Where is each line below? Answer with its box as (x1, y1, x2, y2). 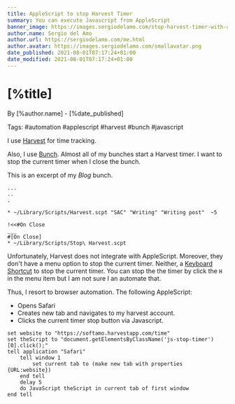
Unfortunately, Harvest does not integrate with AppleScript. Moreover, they (7, 251, 224, 260)
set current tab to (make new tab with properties (32, 360, 183, 368)
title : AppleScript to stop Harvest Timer (7, 10, 133, 18)
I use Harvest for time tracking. (7, 136, 97, 144)
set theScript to (7, 335, 58, 343)
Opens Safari (17, 301, 56, 309)
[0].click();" (7, 342, 49, 349)
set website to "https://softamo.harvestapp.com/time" (7, 330, 171, 337)
